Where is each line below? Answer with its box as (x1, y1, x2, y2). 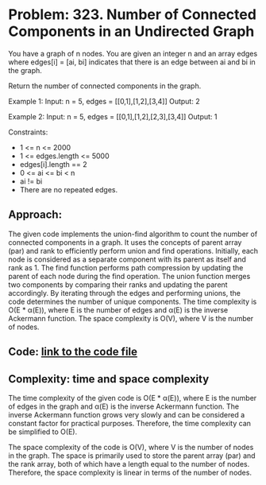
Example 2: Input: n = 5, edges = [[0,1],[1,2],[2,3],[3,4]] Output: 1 (8, 111, 218, 121)
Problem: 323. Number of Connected (8, 6, 256, 24)
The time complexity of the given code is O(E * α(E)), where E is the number (8, 393, 257, 402)
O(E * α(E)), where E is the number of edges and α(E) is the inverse (8, 305, 229, 315)
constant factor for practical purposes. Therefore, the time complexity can (8, 418, 252, 428)
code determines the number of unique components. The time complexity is (8, 297, 257, 306)
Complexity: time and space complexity (8, 372, 210, 386)
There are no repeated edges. (19, 184, 118, 194)
